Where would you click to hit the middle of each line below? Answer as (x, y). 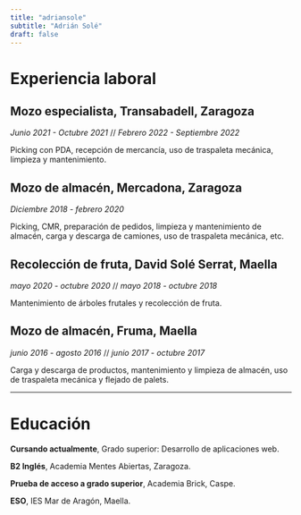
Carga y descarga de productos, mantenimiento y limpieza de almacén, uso (149, 370)
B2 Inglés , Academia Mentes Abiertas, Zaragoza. (100, 466)
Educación (50, 424)
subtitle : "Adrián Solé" (56, 26)
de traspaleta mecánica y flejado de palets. (89, 379)
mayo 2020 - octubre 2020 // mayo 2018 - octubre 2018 (114, 286)
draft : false (34, 34)
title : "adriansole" (49, 17)
